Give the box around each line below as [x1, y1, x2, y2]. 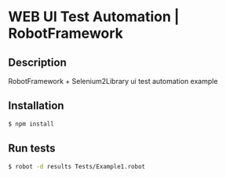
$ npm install [8, 120, 55, 128]
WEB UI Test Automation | [8, 8, 180, 26]
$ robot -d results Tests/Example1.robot [8, 162, 146, 170]
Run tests [8, 142, 56, 155]
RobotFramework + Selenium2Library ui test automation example [8, 77, 218, 85]
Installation [8, 99, 64, 113]
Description [8, 56, 67, 69]
